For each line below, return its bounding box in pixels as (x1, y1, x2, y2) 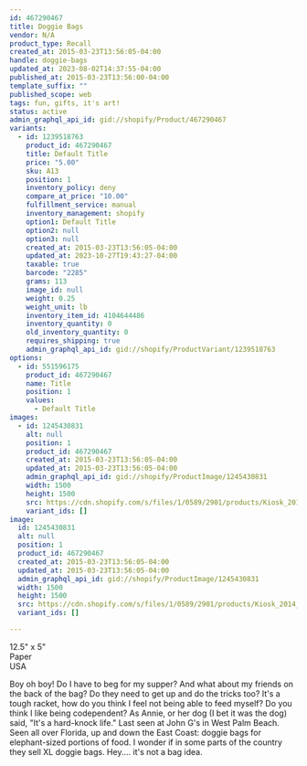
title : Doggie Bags (9, 22, 84, 31)
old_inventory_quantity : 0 (26, 328, 129, 337)
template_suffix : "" (9, 81, 89, 90)
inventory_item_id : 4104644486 (26, 311, 145, 320)
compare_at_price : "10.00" (26, 192, 129, 201)
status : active (9, 107, 68, 116)
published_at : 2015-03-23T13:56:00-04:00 (9, 73, 170, 82)
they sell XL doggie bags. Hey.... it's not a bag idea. (9, 746, 203, 757)
